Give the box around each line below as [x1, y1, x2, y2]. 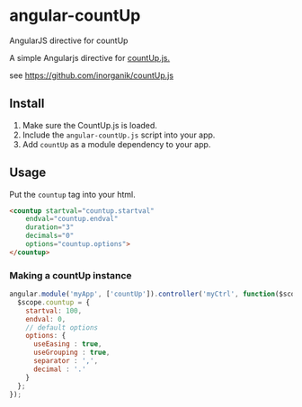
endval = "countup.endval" [25, 215, 119, 224]
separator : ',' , [32, 357, 99, 366]
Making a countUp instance [9, 269, 132, 281]
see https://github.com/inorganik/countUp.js [9, 69, 173, 81]
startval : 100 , [25, 306, 83, 315]
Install [9, 96, 45, 111]
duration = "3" [25, 223, 75, 232]
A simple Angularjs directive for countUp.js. [9, 52, 171, 63]
